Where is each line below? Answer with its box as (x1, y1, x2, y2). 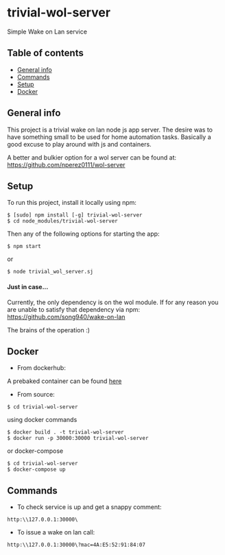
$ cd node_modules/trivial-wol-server (7, 218, 118, 225)
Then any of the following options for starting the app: (7, 230, 160, 238)
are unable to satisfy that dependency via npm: (7, 305, 141, 313)
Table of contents (7, 47, 84, 59)
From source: (16, 391, 55, 399)
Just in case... (7, 282, 49, 291)
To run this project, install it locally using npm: (7, 199, 137, 207)
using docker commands (7, 416, 78, 424)
